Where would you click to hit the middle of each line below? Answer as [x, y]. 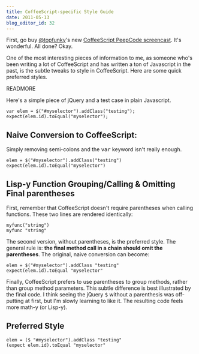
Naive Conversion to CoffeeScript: [72, 135]
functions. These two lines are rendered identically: [70, 214]
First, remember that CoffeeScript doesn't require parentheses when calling [100, 208]
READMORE [21, 89]
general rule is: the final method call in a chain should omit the [85, 248]
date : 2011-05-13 [28, 17]
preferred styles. [27, 77]
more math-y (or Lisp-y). [37, 307]
